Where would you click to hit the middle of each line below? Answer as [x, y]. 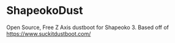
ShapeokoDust [45, 11]
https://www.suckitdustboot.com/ [49, 33]
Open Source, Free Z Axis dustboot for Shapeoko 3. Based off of [88, 27]
